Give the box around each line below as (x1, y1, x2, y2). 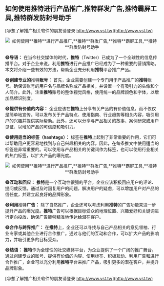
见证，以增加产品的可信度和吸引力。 (5, 124, 78, 130)
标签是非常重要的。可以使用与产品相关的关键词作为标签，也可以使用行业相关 (5, 146, 159, 152)
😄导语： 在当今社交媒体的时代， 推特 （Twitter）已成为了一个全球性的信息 (5, 54, 153, 60)
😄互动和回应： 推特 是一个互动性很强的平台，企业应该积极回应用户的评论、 (5, 179, 156, 185)
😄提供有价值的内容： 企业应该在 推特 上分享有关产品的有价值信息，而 (5, 105, 143, 111)
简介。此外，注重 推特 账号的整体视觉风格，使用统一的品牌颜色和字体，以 (9, 89, 155, 95)
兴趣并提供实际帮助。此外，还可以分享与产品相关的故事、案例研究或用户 (13, 117, 159, 123)
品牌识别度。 (9, 95, 35, 101)
